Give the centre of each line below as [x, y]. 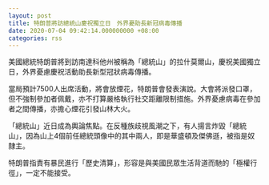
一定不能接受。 [50, 173]
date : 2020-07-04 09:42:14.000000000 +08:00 [84, 30]
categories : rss [35, 38]
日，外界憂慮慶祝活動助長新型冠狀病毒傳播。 [82, 72]
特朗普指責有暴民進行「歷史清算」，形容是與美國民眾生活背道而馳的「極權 [129, 163]
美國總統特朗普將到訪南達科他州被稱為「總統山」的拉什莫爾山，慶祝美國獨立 [134, 62]
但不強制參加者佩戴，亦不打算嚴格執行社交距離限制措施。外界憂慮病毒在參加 [134, 99]
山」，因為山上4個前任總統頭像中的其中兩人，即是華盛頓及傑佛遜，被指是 [128, 136]
